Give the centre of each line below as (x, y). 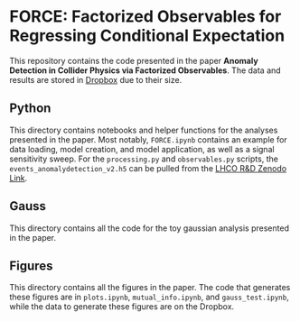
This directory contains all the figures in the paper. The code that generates (150, 288)
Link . (19, 178)
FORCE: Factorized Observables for (145, 17)
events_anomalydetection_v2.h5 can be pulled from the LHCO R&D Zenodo (148, 168)
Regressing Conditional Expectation (147, 36)
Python (30, 109)
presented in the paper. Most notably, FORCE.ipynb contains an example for (148, 139)
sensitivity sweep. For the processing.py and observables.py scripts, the (144, 159)
